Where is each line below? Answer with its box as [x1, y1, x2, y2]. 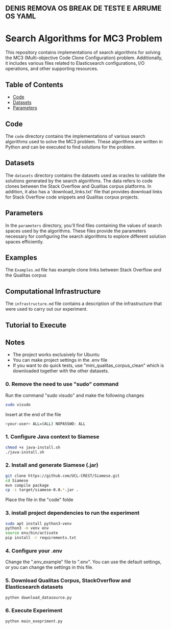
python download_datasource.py [5, 595, 72, 600]
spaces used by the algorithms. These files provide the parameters [5, 228, 146, 234]
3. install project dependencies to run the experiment [5, 510, 140, 517]
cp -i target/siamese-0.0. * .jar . [5, 487, 79, 493]
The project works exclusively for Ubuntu [12, 351, 100, 358]
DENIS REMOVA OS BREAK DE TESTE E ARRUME [5, 4, 162, 13]
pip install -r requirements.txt [5, 535, 77, 540]
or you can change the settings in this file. [5, 564, 93, 570]
